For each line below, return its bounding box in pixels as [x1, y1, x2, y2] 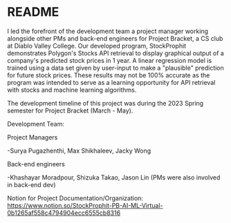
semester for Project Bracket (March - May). [7, 106, 133, 115]
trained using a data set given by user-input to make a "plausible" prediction [7, 64, 225, 72]
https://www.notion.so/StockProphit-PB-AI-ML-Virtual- [7, 201, 164, 209]
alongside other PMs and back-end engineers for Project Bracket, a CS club [7, 34, 223, 42]
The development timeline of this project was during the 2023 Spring [7, 99, 204, 107]
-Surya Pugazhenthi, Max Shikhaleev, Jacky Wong [7, 146, 151, 155]
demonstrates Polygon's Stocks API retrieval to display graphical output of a [7, 49, 225, 57]
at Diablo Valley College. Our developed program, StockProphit [7, 41, 187, 50]
